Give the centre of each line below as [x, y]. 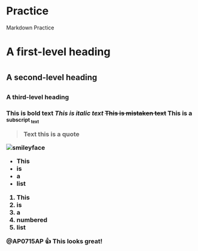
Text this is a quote [51, 134]
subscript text [23, 120]
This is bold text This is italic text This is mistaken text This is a [99, 113]
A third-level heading [38, 97]
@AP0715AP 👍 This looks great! [54, 241]
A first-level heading [58, 52]
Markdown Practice [30, 28]
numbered [32, 220]
